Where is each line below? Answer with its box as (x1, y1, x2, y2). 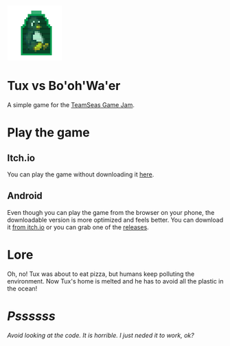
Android (7, 190, 43, 202)
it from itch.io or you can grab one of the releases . (7, 222, 149, 231)
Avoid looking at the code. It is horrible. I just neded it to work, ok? (7, 331, 194, 339)
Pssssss (7, 308, 56, 324)
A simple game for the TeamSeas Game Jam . (7, 100, 135, 108)
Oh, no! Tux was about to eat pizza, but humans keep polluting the (7, 270, 195, 278)
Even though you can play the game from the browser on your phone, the (7, 208, 215, 216)
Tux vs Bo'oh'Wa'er (7, 78, 121, 94)
